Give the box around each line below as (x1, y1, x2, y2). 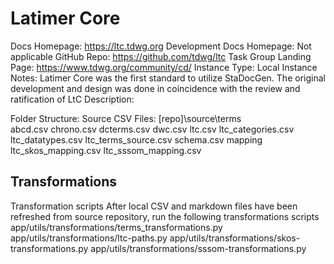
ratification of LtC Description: (10, 93, 135, 105)
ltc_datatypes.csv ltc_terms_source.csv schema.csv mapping (10, 133, 263, 146)
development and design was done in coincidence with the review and (10, 82, 301, 94)
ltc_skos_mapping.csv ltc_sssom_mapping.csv (10, 144, 202, 156)
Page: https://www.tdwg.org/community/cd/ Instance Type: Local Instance (10, 61, 318, 73)
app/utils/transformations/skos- (169, 232, 301, 244)
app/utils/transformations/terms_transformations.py (10, 221, 223, 233)
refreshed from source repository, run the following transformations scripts (10, 210, 320, 222)
